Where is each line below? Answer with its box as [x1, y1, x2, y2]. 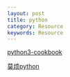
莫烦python [7, 63, 40, 71]
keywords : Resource [7, 29, 64, 36]
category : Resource [7, 23, 64, 30]
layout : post [7, 10, 45, 17]
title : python [7, 16, 49, 23]
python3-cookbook [7, 48, 62, 56]
